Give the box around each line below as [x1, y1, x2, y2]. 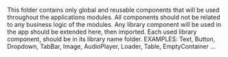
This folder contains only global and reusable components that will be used [7, 6, 220, 14]
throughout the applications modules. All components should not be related [7, 13, 220, 21]
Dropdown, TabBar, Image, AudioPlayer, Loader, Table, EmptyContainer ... [7, 43, 216, 50]
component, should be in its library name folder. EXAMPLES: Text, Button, [7, 35, 216, 43]
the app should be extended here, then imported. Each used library [7, 27, 197, 36]
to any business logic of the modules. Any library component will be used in [7, 21, 222, 28]
